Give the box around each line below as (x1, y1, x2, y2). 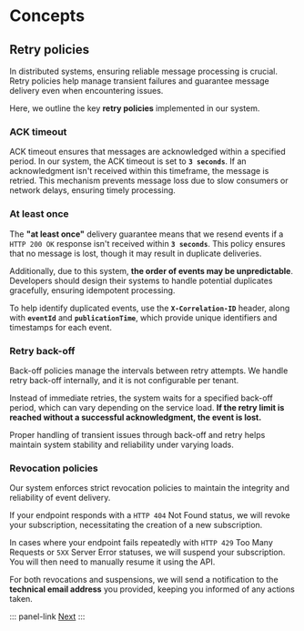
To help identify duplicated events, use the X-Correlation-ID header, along (9, 302, 290, 313)
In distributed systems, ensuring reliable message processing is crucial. (9, 66, 278, 76)
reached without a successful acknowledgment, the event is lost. (9, 412, 262, 422)
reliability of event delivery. (9, 493, 111, 504)
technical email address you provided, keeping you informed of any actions (9, 584, 296, 595)
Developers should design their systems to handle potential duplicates (9, 275, 273, 286)
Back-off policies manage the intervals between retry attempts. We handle (9, 365, 289, 376)
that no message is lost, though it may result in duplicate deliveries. (9, 248, 262, 259)
